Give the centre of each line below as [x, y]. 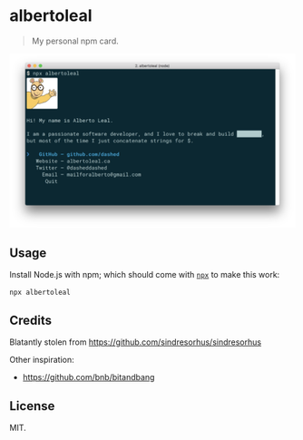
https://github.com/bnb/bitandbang [88, 377]
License [32, 406]
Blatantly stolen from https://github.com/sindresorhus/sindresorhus [135, 342]
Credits [31, 320]
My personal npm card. [75, 41]
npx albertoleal [40, 293]
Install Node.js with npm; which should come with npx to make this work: [145, 275]
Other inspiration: [42, 360]
